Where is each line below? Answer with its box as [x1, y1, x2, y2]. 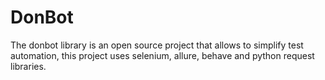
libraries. [10, 60, 47, 72]
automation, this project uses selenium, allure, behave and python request [10, 49, 315, 61]
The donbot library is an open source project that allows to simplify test [10, 39, 304, 51]
